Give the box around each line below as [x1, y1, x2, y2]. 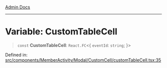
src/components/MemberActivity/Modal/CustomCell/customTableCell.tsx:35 [5, 57, 162, 63]
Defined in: [5, 52, 28, 58]
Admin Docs [5, 4, 30, 10]
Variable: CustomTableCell [5, 26, 118, 37]
